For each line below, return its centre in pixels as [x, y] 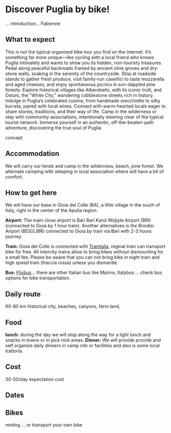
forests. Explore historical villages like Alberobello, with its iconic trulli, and [83, 90]
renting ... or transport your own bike [44, 425]
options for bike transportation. [38, 278]
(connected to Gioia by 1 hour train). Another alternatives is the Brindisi [80, 226]
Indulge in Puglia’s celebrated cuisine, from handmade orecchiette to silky [83, 100]
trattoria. [14, 351]
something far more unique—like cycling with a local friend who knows [80, 57]
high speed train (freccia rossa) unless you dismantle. [62, 263]
